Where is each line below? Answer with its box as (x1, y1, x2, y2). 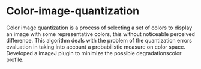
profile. (6, 56, 24, 63)
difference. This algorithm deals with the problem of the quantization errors (6, 37, 192, 44)
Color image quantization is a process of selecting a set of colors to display (6, 24, 193, 31)
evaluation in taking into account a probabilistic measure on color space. (6, 43, 186, 50)
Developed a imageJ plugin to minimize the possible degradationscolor (6, 49, 182, 56)
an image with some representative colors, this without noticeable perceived (6, 30, 195, 37)
